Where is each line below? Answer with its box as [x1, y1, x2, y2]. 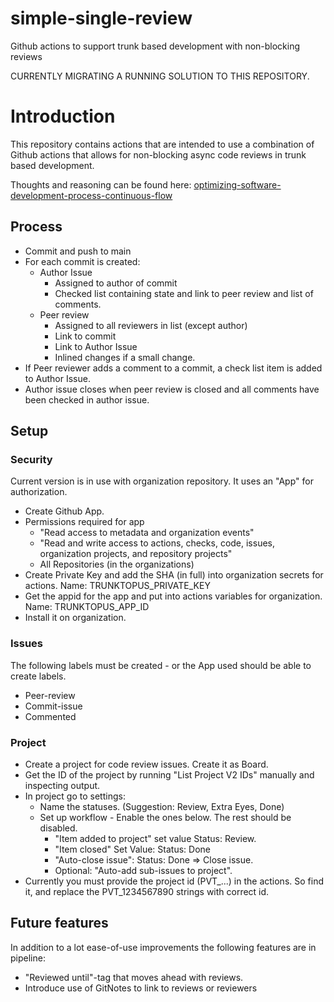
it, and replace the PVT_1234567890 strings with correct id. [24, 885, 270, 897]
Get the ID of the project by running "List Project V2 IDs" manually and [24, 768, 315, 781]
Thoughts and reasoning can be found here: [10, 178, 192, 191]
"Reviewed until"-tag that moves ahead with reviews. [24, 971, 244, 983]
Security [10, 453, 53, 466]
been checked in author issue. [24, 393, 150, 406]
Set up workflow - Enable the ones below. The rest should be [39, 811, 292, 823]
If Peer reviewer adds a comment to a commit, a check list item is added [24, 362, 323, 374]
